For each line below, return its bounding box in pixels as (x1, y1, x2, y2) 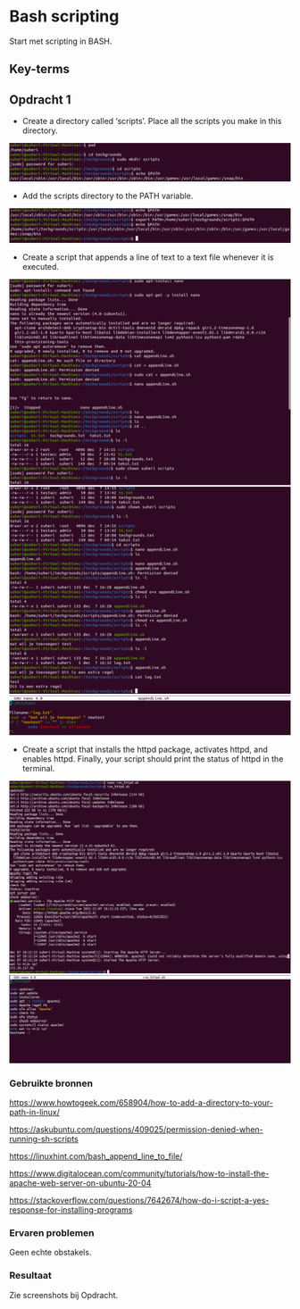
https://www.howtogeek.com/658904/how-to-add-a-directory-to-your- (9, 1096, 274, 1108)
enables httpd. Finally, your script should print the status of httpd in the (21, 753, 284, 764)
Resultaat (9, 1270, 52, 1282)
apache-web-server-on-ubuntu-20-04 (9, 1177, 152, 1188)
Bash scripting (9, 6, 120, 27)
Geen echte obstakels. (9, 1247, 92, 1258)
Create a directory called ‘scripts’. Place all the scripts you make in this (21, 116, 282, 127)
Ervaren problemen (9, 1226, 96, 1238)
